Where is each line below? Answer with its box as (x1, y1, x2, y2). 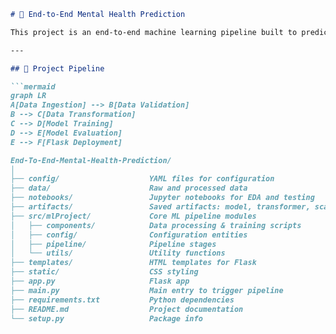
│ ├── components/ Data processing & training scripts (10, 220, 302, 230)
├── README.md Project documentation (10, 304, 244, 314)
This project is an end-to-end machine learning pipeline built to (10, 27, 298, 37)
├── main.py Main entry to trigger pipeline (10, 285, 284, 295)
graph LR (10, 91, 47, 101)
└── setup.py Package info (10, 313, 203, 324)
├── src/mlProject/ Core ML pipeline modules (10, 211, 257, 221)
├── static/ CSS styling (10, 267, 199, 277)
